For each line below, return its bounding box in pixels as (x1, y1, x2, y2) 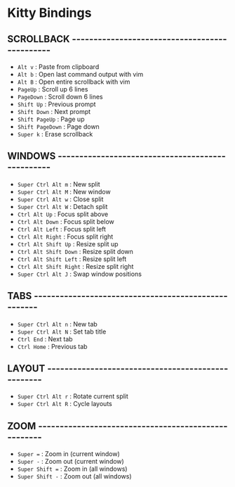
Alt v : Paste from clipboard (17, 63, 100, 71)
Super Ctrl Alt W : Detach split (17, 202, 108, 210)
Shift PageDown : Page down (17, 122, 100, 131)
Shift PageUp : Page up (17, 115, 85, 123)
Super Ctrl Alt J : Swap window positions (17, 270, 142, 278)
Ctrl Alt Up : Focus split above (17, 210, 109, 218)
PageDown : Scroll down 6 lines (17, 93, 103, 101)
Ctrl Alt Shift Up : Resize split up (17, 239, 119, 248)
